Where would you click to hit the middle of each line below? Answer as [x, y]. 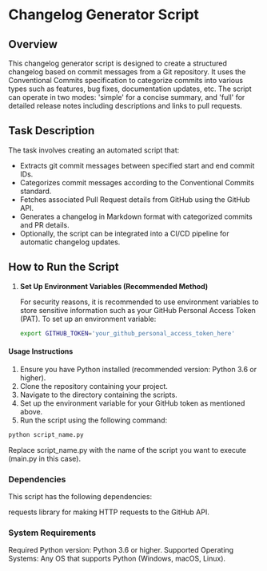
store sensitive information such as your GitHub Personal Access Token [137, 310]
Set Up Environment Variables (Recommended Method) [114, 286]
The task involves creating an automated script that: [94, 150]
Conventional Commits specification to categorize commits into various [126, 80]
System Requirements [52, 533]
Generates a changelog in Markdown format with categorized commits [136, 216]
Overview [33, 44]
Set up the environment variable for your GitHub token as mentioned [132, 403]
